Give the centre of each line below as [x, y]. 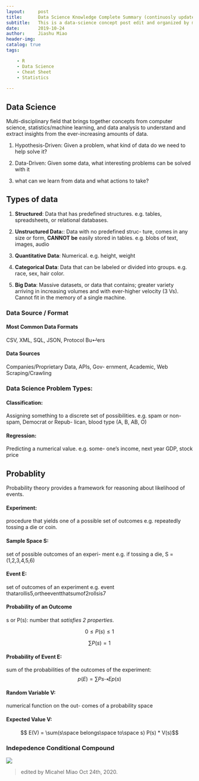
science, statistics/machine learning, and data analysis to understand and [96, 127]
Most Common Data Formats [42, 327]
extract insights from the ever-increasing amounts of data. [77, 133]
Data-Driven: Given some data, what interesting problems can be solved [103, 163]
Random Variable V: [31, 692]
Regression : [21, 436]
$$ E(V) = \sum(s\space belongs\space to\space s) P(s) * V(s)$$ [99, 732]
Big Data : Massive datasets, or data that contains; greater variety [94, 284]
